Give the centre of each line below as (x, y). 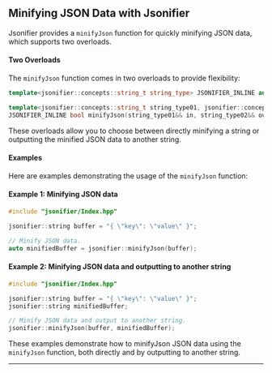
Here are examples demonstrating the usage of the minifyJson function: (128, 176)
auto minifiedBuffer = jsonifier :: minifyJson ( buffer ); (103, 248)
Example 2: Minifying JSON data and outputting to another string (120, 267)
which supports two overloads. (60, 41)
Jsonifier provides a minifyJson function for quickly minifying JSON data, (130, 32)
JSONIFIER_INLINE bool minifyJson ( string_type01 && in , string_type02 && (132, 115)
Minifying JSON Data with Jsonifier (99, 13)
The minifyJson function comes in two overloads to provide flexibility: (124, 78)
